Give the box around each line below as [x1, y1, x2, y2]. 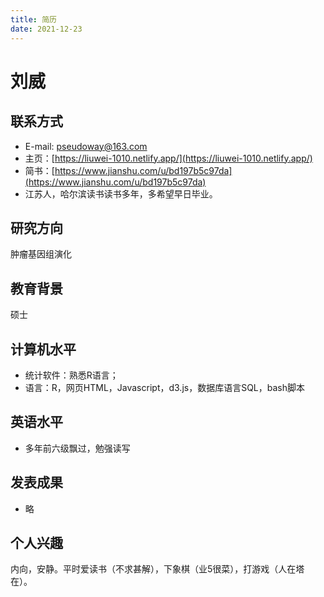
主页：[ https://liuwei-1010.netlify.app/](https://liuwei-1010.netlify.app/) [24, 152, 313, 164]
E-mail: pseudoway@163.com [24, 140, 148, 152]
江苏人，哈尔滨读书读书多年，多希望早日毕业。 [24, 187, 218, 200]
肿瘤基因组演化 [10, 248, 72, 260]
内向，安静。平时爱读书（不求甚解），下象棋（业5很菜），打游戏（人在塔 [10, 563, 305, 575]
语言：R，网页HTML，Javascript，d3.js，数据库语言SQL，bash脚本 [24, 381, 306, 393]
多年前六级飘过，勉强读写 [24, 442, 131, 454]
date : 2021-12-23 [10, 24, 83, 34]
